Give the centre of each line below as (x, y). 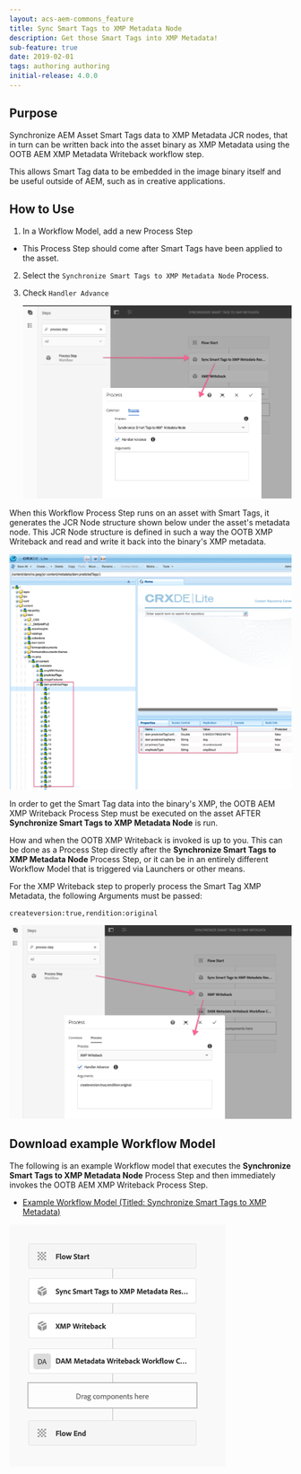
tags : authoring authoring (60, 66)
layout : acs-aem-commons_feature (72, 19)
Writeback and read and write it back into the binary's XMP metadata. (138, 541)
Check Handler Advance (65, 293)
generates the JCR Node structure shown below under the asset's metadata (150, 522)
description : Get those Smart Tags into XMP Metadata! (114, 38)
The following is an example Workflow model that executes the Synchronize (150, 1165)
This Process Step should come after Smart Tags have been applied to (152, 248)
